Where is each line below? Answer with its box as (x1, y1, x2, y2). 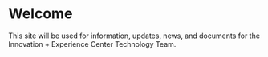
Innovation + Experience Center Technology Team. (8, 39, 177, 48)
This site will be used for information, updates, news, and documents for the (8, 31, 261, 40)
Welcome (8, 5, 73, 23)
